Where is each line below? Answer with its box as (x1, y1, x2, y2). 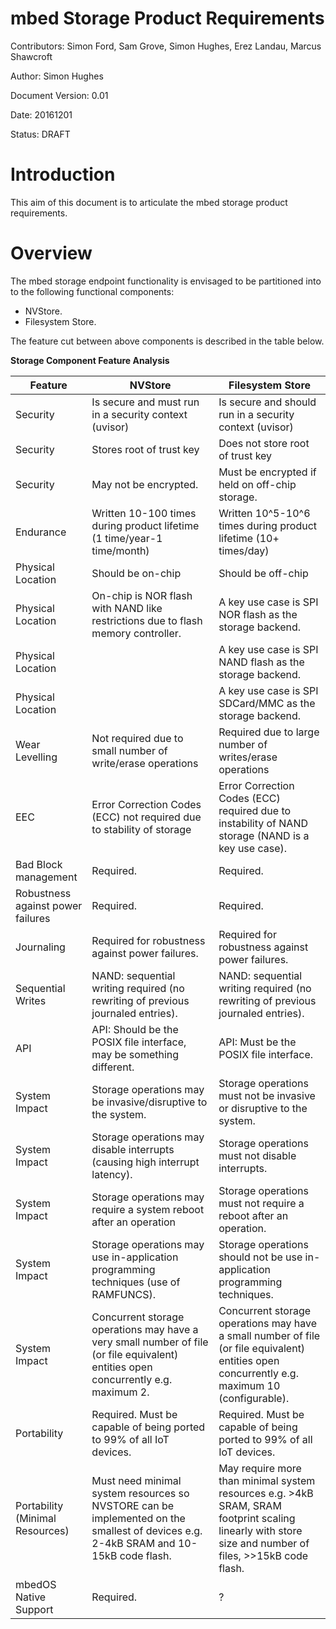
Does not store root (218, 436, 310, 450)
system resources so (91, 1486, 190, 1500)
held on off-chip (218, 477, 297, 491)
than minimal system (218, 1473, 316, 1487)
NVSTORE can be (91, 1498, 175, 1512)
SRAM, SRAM (218, 1498, 282, 1512)
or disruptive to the (218, 1101, 308, 1115)
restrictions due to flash (91, 613, 203, 627)
